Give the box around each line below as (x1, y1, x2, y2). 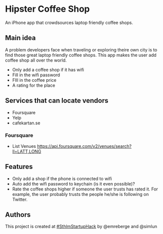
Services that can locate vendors (5, 96, 109, 105)
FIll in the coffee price (12, 77, 56, 83)
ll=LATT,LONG (12, 148, 42, 154)
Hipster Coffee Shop (5, 3, 90, 15)
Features (5, 163, 33, 171)
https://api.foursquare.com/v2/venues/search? (37, 143, 132, 149)
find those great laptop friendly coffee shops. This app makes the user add (5, 52, 157, 58)
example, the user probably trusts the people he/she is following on (12, 191, 149, 197)
